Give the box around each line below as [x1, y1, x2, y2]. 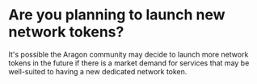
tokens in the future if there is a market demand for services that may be [8, 58, 250, 68]
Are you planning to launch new [8, 6, 225, 24]
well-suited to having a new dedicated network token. [8, 66, 187, 76]
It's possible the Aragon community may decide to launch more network [8, 49, 249, 59]
